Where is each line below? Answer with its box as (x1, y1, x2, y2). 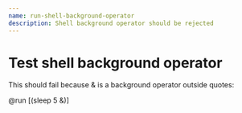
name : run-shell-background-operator (8, 11, 135, 20)
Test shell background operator (8, 54, 223, 72)
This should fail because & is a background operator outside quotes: (8, 80, 235, 90)
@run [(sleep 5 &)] (8, 95, 70, 105)
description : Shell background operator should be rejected (8, 19, 215, 27)
